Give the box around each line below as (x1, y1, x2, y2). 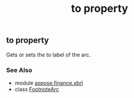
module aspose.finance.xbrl (14, 79, 83, 86)
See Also (6, 66, 33, 74)
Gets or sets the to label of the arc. (6, 51, 91, 58)
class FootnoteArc (14, 86, 59, 93)
